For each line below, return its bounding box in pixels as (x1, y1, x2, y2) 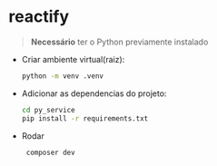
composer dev (25, 148, 75, 157)
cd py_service (21, 105, 75, 114)
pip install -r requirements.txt (21, 113, 149, 123)
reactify (8, 6, 70, 27)
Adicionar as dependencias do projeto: (21, 88, 167, 99)
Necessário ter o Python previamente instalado (30, 36, 209, 47)
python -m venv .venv (21, 71, 104, 81)
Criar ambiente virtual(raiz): (21, 54, 125, 64)
